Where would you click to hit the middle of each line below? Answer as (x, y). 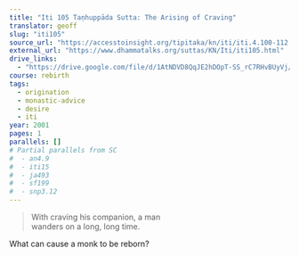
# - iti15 (29, 167)
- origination (43, 92)
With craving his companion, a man (96, 217)
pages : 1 (25, 134)
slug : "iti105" (37, 34)
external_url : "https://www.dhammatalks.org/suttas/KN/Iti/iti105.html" (147, 51)
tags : (19, 84)
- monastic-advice (52, 100)
